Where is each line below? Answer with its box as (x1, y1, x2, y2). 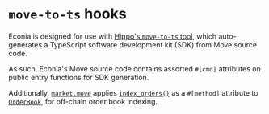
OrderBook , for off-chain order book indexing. (8, 96, 158, 106)
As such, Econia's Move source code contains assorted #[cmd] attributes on (8, 63, 261, 73)
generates (8, 39, 43, 49)
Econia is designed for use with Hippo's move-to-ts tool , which (8, 31, 217, 41)
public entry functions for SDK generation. (8, 72, 149, 82)
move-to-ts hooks (8, 5, 127, 23)
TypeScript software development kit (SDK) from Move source (49, 39, 257, 49)
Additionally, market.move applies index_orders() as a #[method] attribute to (8, 88, 258, 97)
